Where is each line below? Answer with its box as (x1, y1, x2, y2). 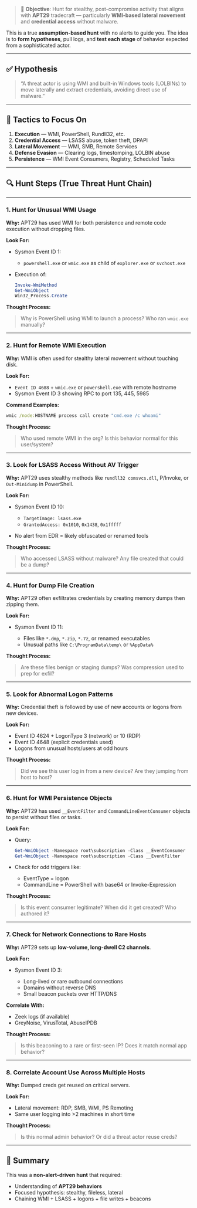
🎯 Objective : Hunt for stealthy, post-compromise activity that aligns (20, 6, 184, 12)
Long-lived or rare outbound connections (23, 978, 123, 985)
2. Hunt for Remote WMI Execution (6, 341, 107, 349)
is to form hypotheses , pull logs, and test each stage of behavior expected (6, 36, 189, 42)
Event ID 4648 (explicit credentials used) (14, 739, 113, 746)
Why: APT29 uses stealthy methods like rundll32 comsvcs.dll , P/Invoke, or (6, 474, 189, 481)
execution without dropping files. (6, 225, 86, 232)
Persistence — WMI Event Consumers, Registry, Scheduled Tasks (14, 155, 175, 162)
